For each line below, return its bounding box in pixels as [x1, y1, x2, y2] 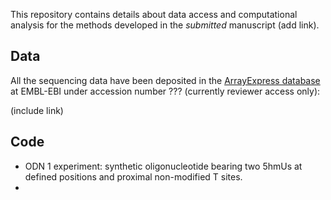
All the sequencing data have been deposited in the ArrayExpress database [10, 74, 321, 86]
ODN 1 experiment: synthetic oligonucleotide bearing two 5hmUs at [24, 160, 303, 172]
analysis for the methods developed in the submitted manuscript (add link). [10, 19, 320, 31]
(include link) [10, 104, 64, 116]
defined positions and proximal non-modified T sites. [24, 170, 243, 183]
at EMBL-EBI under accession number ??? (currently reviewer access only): [10, 85, 321, 97]
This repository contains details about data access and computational [10, 9, 298, 20]
